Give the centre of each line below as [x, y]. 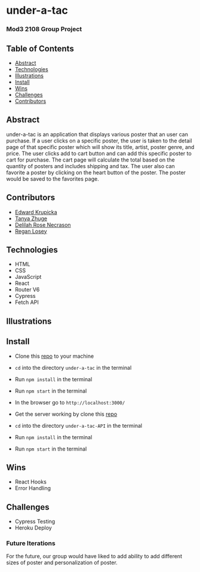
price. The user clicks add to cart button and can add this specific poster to [99, 153]
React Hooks [30, 482]
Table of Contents [40, 48]
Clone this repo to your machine [54, 356]
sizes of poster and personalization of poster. [62, 562]
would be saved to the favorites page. [53, 179]
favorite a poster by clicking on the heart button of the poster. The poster [96, 172]
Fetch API [27, 302]
